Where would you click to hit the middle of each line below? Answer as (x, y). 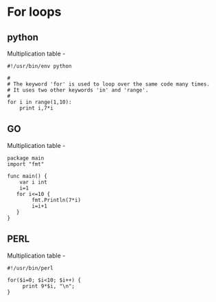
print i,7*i (36, 108)
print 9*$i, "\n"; (49, 286)
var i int (34, 182)
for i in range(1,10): (39, 102)
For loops (34, 12)
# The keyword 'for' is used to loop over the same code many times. (109, 84)
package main (26, 158)
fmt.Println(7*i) (56, 200)
